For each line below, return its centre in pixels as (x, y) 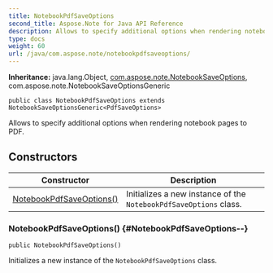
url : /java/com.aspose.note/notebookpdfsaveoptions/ (100, 54)
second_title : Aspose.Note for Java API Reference (96, 24)
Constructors (43, 157)
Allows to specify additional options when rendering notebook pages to (128, 123)
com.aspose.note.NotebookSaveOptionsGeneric (89, 86)
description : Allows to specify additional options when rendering (125, 31)
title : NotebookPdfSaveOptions (61, 16)
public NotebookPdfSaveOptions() (65, 245)
